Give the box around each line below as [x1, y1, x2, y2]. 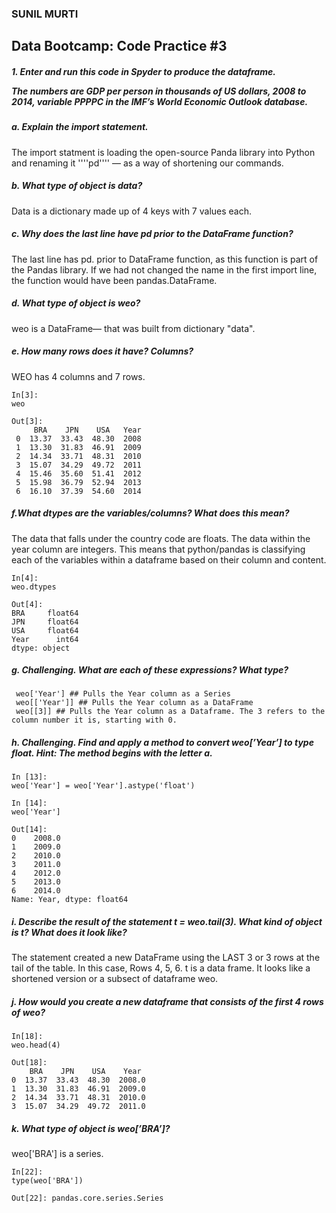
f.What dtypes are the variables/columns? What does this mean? [11, 507, 290, 519]
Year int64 [11, 634, 79, 644]
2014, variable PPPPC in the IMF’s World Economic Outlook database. [11, 95, 309, 107]
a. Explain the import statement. [11, 121, 149, 133]
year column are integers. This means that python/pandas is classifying [11, 543, 306, 555]
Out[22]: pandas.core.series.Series [11, 1193, 164, 1204]
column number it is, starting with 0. [11, 715, 178, 726]
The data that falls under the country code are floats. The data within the [11, 532, 311, 544]
